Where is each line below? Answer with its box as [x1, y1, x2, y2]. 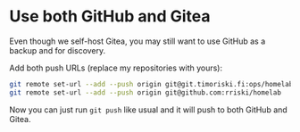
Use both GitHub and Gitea [9, 6, 212, 27]
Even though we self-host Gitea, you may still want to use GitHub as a [9, 36, 266, 46]
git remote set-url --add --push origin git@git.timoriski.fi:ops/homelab [9, 79, 294, 88]
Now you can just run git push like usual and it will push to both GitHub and [9, 104, 287, 115]
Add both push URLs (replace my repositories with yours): [9, 62, 223, 73]
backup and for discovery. [9, 45, 106, 55]
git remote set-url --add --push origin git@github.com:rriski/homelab [9, 87, 281, 97]
